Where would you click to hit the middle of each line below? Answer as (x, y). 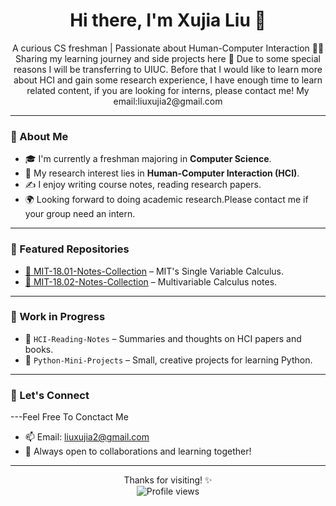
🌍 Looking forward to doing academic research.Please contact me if (166, 200)
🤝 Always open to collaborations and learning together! (138, 451)
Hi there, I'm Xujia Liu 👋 (168, 20)
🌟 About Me (39, 136)
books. (39, 349)
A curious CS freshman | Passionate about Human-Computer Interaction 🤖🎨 (168, 48)
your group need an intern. (80, 214)
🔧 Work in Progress (58, 317)
